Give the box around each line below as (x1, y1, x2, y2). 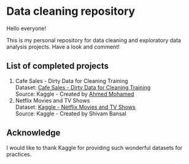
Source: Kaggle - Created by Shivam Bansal (15, 109, 127, 117)
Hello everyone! (6, 25, 47, 32)
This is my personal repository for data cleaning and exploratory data (6, 36, 181, 44)
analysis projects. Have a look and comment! (6, 43, 120, 50)
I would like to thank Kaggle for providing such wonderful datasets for (6, 144, 183, 151)
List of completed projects (6, 61, 109, 71)
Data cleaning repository (6, 4, 136, 18)
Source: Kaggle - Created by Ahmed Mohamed (15, 90, 134, 98)
